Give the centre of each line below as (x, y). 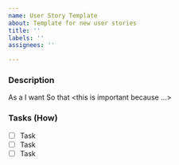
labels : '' (26, 38)
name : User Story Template (53, 16)
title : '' (25, 30)
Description (31, 81)
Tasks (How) (33, 118)
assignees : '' (32, 45)
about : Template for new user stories (72, 23)
